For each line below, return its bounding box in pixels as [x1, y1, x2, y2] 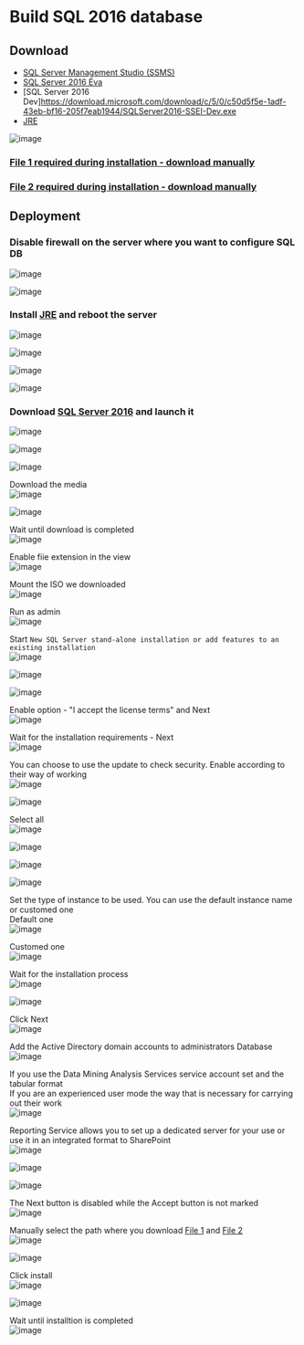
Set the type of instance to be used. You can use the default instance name [9, 895, 293, 906]
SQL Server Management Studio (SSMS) [22, 67, 175, 78]
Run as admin [9, 606, 61, 617]
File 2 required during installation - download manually [9, 180, 257, 193]
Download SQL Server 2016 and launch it [9, 405, 194, 417]
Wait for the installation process [9, 969, 129, 980]
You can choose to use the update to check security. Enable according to [9, 760, 286, 771]
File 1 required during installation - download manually [9, 155, 256, 168]
